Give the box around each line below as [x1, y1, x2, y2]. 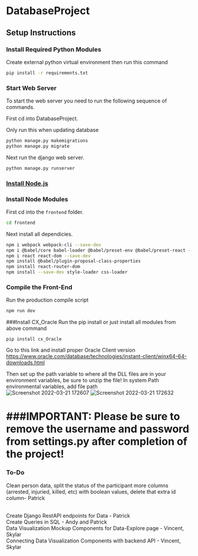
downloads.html [6, 359, 45, 366]
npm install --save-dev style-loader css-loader [6, 269, 128, 275]
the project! [6, 448, 65, 461]
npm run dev [6, 308, 35, 314]
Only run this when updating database [6, 127, 99, 134]
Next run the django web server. [6, 154, 84, 161]
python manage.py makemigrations [6, 138, 88, 144]
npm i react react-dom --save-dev [6, 253, 91, 259]
